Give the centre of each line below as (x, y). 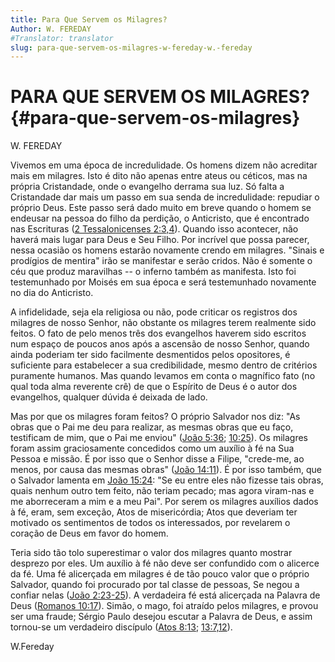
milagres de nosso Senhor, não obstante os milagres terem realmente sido (163, 323)
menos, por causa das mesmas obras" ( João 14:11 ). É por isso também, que (166, 470)
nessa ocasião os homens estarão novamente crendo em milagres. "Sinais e (167, 250)
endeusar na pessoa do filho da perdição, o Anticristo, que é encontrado (160, 218)
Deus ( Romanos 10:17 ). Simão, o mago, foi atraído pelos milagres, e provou (164, 606)
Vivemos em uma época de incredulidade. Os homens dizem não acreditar (164, 165)
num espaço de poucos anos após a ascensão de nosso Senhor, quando (160, 344)
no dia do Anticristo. (52, 293)
